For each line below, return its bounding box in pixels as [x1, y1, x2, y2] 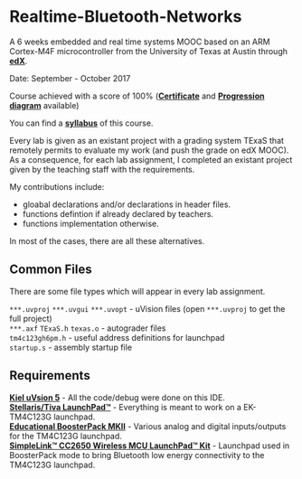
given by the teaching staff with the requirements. [9, 164, 195, 174]
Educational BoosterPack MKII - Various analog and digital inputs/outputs [9, 420, 287, 431]
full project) [9, 313, 52, 324]
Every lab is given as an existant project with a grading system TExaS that [9, 135, 285, 146]
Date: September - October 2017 [9, 72, 131, 83]
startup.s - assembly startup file [9, 342, 133, 352]
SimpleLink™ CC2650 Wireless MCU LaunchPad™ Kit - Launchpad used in [9, 440, 290, 451]
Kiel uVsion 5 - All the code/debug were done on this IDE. [9, 391, 226, 403]
